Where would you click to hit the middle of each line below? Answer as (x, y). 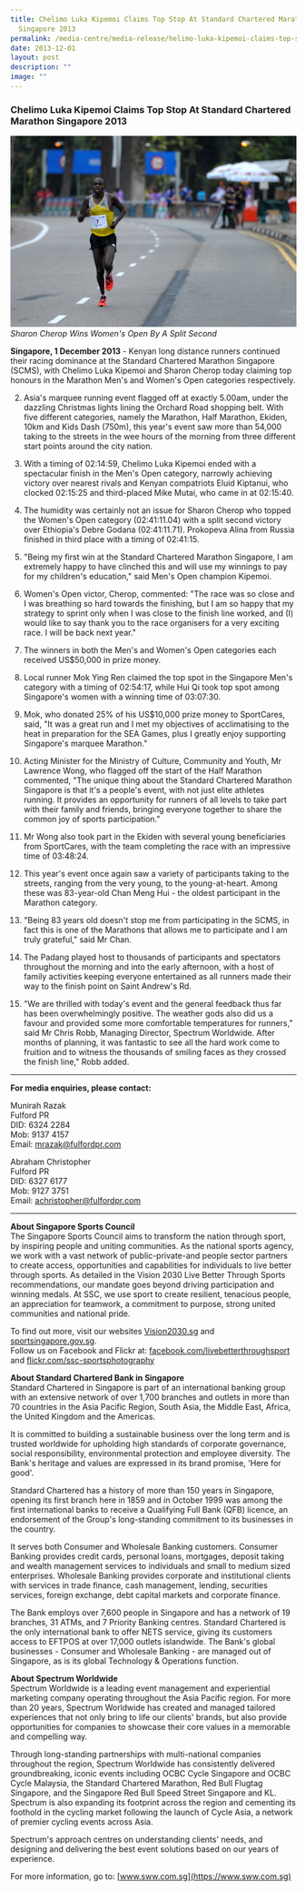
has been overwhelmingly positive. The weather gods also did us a (148, 1013)
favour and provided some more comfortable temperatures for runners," (158, 1022)
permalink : (31, 38)
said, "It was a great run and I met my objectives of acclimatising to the (156, 724)
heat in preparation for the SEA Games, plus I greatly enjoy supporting (154, 733)
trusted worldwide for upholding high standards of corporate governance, (148, 1443)
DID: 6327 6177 (39, 1181)
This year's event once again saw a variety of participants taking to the (156, 873)
